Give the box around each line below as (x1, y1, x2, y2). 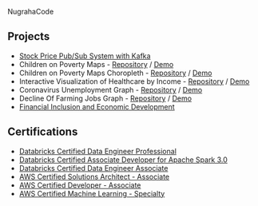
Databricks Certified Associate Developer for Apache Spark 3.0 (18, 155, 228, 164)
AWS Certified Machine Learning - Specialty (18, 188, 165, 198)
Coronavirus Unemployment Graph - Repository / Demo (18, 85, 203, 94)
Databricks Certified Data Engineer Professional (18, 146, 177, 156)
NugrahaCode (7, 7, 54, 16)
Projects (7, 30, 50, 43)
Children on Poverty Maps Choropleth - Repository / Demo (18, 68, 212, 77)
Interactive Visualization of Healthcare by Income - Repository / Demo (18, 76, 250, 86)
